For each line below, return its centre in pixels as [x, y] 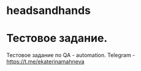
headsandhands [48, 11]
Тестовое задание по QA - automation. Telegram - [71, 55]
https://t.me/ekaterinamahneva [45, 62]
